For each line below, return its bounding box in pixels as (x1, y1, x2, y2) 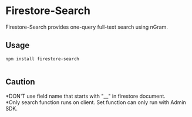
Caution (5, 77, 36, 87)
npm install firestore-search (5, 56, 80, 62)
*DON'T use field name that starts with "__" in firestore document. (5, 92, 166, 99)
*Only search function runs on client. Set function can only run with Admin (5, 98, 186, 106)
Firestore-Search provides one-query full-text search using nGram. (5, 23, 168, 30)
